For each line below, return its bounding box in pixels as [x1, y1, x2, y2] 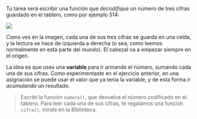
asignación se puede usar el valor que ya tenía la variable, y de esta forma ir [6, 76, 191, 83]
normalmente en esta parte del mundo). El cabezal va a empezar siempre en [6, 46, 191, 53]
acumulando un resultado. [6, 82, 71, 89]
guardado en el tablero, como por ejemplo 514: [6, 11, 119, 18]
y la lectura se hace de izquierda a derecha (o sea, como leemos [6, 40, 163, 46]
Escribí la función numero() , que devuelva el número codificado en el [20, 94, 187, 100]
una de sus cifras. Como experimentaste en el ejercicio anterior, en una [6, 70, 179, 77]
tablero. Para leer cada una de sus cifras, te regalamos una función [20, 100, 183, 107]
